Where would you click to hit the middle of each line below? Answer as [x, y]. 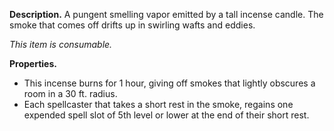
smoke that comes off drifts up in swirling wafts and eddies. [132, 25]
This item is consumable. [61, 44]
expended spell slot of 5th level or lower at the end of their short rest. [166, 115]
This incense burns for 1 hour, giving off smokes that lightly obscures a [169, 83]
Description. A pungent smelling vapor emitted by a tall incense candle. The [166, 14]
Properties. [33, 63]
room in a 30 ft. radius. [70, 93]
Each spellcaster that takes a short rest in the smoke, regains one [158, 104]
